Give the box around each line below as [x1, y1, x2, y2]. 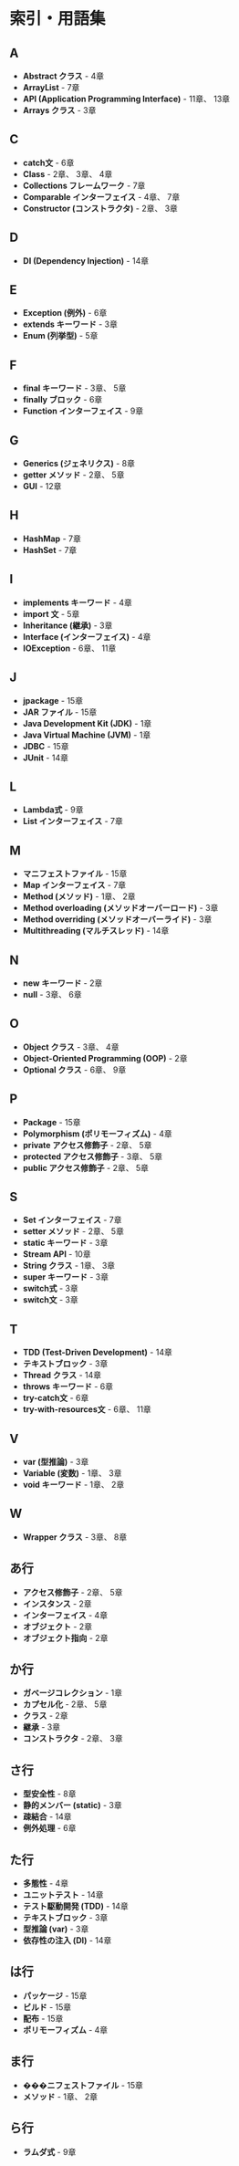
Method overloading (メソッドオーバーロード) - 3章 [22, 903, 219, 914]
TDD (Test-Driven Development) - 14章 [22, 1347, 173, 1358]
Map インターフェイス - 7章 [22, 880, 127, 891]
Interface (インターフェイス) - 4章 [22, 631, 151, 642]
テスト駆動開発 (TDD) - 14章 [22, 1900, 130, 1912]
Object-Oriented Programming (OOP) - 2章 [22, 1052, 188, 1063]
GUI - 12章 [22, 481, 62, 492]
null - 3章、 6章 [22, 989, 82, 999]
